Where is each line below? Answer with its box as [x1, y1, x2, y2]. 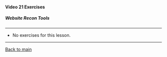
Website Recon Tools [5, 15, 50, 21]
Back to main [5, 46, 32, 52]
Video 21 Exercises [5, 4, 45, 10]
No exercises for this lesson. [12, 32, 71, 38]
